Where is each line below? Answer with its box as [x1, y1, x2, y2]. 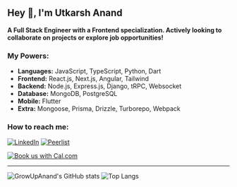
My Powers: [7, 51, 49, 61]
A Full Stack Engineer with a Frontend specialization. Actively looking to [7, 25, 222, 34]
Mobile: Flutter [17, 97, 61, 106]
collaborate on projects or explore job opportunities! [7, 33, 164, 42]
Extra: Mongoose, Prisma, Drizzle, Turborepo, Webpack [17, 104, 181, 113]
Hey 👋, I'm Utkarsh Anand [7, 7, 123, 19]
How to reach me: [7, 122, 69, 132]
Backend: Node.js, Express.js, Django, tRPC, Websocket [17, 82, 182, 90]
